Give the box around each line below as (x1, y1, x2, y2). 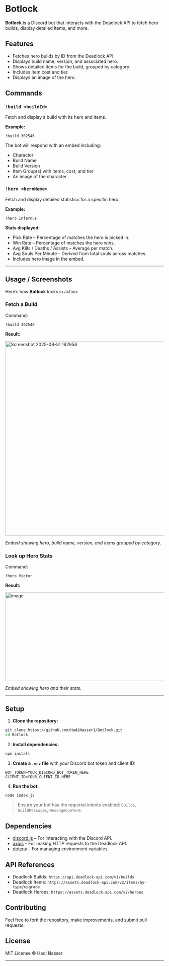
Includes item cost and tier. (12, 69, 69, 75)
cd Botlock (5, 732, 28, 737)
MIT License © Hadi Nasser (5, 950, 63, 956)
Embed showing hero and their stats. (5, 685, 82, 691)
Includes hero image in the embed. (12, 256, 84, 262)
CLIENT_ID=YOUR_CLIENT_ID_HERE (5, 774, 71, 779)
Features (5, 40, 34, 48)
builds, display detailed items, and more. (5, 25, 89, 31)
